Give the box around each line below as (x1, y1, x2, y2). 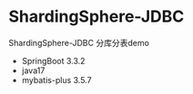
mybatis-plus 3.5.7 (21, 74, 92, 85)
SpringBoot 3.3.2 (21, 55, 86, 66)
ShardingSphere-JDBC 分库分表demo (8, 37, 149, 48)
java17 (21, 65, 46, 76)
